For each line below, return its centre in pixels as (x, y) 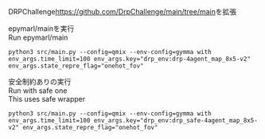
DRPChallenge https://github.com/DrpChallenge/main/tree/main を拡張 (123, 12)
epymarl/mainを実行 (41, 29)
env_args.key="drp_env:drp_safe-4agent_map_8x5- (176, 121)
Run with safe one (38, 91)
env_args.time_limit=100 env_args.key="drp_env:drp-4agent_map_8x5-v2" (129, 59)
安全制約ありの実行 (40, 81)
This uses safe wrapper (47, 99)
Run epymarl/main (38, 37)
